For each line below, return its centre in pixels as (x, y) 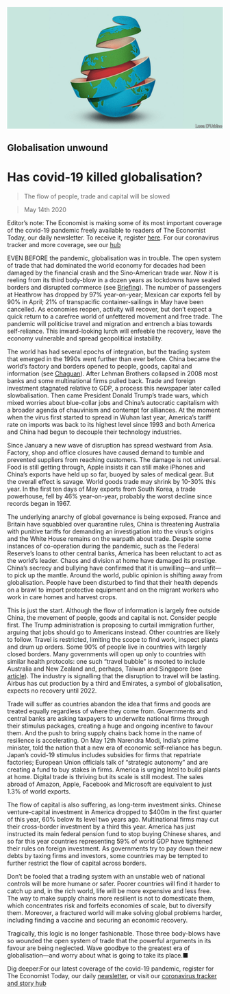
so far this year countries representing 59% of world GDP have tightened (110, 841)
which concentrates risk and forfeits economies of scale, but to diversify (110, 905)
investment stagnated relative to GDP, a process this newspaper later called (114, 388)
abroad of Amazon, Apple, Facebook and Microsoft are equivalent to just (110, 784)
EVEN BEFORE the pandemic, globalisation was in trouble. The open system (114, 258)
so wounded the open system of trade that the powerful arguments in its (109, 940)
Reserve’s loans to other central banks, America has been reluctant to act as (115, 553)
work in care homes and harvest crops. (62, 597)
